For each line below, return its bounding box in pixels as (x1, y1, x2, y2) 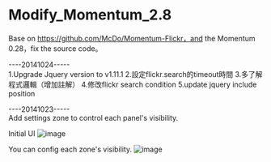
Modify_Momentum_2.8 (8, 6, 172, 24)
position (8, 88, 36, 98)
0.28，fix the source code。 (8, 43, 103, 53)
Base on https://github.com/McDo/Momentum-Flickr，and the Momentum (8, 33, 256, 43)
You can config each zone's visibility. (8, 144, 132, 154)
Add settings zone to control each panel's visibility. (8, 113, 179, 122)
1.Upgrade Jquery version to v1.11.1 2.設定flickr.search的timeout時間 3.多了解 (8, 69, 263, 79)
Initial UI (8, 128, 36, 139)
